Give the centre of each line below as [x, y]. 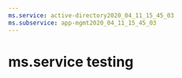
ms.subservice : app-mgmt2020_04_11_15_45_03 [82, 23]
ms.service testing [71, 62]
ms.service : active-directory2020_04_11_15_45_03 [91, 15]
